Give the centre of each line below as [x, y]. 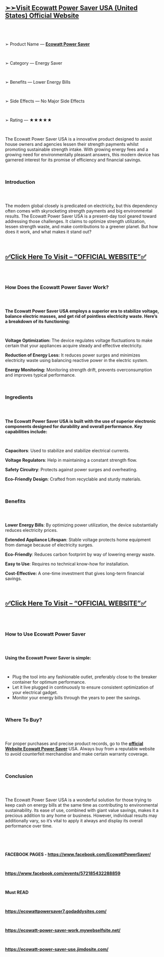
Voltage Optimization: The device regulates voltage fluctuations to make [79, 340]
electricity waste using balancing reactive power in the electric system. [77, 360]
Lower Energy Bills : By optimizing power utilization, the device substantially [82, 525]
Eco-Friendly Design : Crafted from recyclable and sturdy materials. [73, 479]
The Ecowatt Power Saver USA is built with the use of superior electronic [81, 421]
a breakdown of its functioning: [38, 322]
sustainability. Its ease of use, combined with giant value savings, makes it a [82, 811]
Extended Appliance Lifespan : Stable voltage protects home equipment [78, 539]
